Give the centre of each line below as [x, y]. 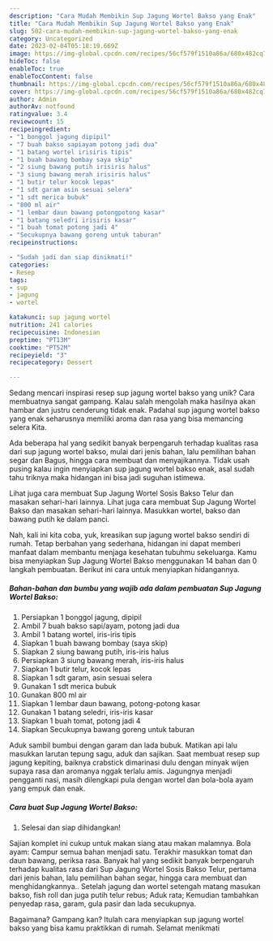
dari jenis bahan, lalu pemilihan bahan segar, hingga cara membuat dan [128, 878]
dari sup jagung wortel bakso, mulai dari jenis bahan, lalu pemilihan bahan [132, 452]
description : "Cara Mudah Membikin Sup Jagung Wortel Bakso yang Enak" [132, 16]
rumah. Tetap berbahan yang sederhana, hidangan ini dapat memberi [125, 544]
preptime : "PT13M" [40, 340]
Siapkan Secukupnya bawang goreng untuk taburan [108, 730]
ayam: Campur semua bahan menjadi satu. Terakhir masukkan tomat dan [131, 852]
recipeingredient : [40, 129]
